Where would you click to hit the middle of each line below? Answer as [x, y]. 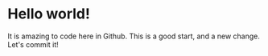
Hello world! [49, 14]
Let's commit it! [33, 44]
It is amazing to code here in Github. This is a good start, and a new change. [134, 36]
